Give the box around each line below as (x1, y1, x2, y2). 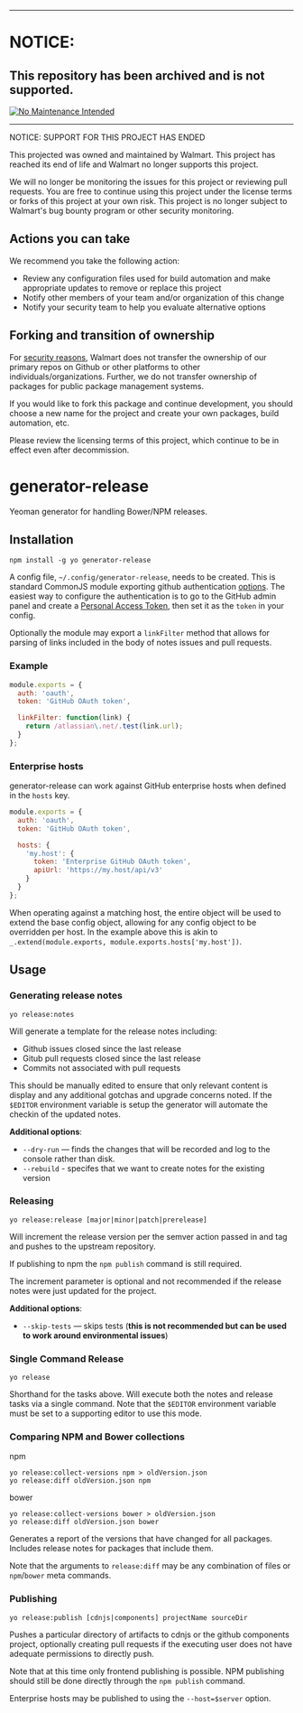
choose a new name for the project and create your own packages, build (9, 407, 280, 418)
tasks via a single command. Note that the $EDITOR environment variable (9, 1399, 277, 1410)
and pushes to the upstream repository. (9, 1241, 156, 1252)
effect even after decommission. (9, 444, 130, 455)
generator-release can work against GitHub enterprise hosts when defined (9, 780, 287, 791)
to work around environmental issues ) (22, 1329, 169, 1341)
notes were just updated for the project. (9, 1285, 157, 1296)
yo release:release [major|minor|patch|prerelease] (9, 1215, 207, 1224)
